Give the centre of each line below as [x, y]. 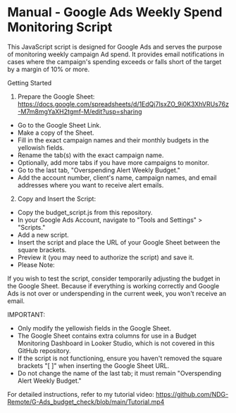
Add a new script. [43, 235]
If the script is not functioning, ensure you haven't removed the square [120, 358]
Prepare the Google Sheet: [56, 97]
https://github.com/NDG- [192, 394]
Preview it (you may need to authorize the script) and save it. [106, 257]
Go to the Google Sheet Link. [60, 125]
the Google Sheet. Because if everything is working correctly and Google [113, 285]
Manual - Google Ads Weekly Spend [115, 12]
